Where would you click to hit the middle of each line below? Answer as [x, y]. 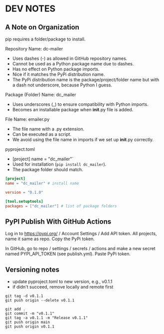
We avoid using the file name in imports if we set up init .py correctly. [83, 140]
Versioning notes [32, 269]
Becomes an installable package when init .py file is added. [73, 110]
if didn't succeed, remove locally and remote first [63, 287]
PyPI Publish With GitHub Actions [58, 221]
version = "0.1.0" [24, 192]
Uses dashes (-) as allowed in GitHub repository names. [70, 58]
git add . [15, 309]
